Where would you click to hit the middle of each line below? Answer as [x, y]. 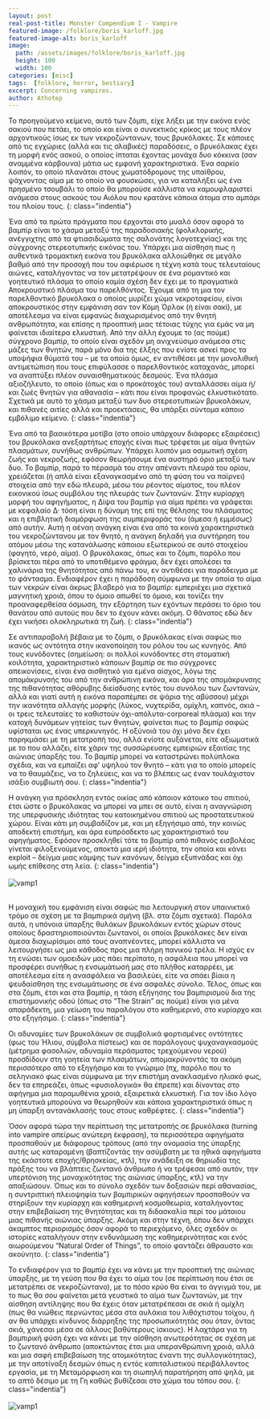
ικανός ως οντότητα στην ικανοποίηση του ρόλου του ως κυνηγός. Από [128, 646]
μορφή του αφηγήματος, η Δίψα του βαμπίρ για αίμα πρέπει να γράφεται [131, 502]
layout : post [30, 16]
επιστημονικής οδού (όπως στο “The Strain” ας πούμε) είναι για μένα [124, 1001]
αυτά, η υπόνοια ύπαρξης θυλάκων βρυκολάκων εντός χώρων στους [125, 924]
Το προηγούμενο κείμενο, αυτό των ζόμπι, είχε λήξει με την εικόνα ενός [129, 121]
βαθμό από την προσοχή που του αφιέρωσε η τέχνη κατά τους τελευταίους [135, 264]
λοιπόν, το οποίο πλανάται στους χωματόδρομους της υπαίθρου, [117, 172]
